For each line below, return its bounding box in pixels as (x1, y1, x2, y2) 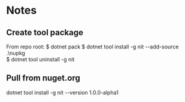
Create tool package (6, 27, 84, 38)
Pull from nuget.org (6, 73, 81, 84)
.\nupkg (6, 50, 26, 57)
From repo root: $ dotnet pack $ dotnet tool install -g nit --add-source (6, 43, 179, 50)
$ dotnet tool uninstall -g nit (6, 56, 75, 63)
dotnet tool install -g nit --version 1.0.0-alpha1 (6, 89, 119, 96)
